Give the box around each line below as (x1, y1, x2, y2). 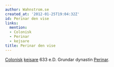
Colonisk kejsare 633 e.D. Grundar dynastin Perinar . (5, 56, 110, 62)
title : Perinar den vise (5, 43, 56, 48)
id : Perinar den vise (5, 16, 49, 21)
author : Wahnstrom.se (5, 7, 49, 12)
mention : (9, 25, 27, 30)
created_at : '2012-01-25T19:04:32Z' (5, 12, 80, 17)
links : (5, 20, 19, 26)
